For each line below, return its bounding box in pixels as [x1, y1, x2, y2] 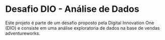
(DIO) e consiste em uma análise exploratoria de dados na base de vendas [5, 25, 160, 31]
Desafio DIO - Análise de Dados [5, 3, 140, 15]
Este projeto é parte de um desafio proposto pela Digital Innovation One [5, 20, 154, 26]
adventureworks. [5, 30, 40, 36]
